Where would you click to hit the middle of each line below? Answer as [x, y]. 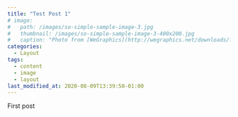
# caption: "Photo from [45, 40]
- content [28, 66]
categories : [25, 47]
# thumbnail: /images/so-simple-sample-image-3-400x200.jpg [101, 33]
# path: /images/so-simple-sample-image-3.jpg [80, 27]
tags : [15, 60]
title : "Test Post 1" [39, 14]
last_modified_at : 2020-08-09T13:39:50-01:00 [75, 86]
